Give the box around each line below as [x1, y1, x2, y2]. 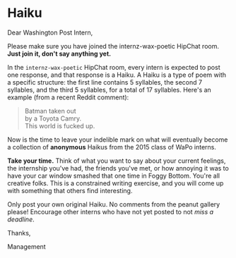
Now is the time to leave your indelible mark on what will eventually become [7, 135, 228, 144]
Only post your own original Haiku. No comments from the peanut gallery [7, 199, 220, 209]
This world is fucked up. [24, 121, 95, 130]
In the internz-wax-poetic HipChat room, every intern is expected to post [7, 63, 220, 71]
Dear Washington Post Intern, [7, 28, 93, 37]
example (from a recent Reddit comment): [7, 93, 129, 102]
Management [7, 242, 46, 251]
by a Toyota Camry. [24, 114, 82, 123]
